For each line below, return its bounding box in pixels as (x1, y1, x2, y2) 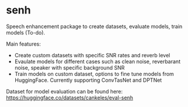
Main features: (6, 40, 41, 47)
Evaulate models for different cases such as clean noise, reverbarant (14, 58, 180, 65)
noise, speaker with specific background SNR (14, 64, 125, 71)
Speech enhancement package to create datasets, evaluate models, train (6, 23, 183, 30)
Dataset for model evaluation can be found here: (6, 88, 123, 95)
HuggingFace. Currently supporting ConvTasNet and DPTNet (14, 77, 162, 84)
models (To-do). (6, 29, 46, 36)
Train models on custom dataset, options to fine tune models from (14, 70, 175, 77)
